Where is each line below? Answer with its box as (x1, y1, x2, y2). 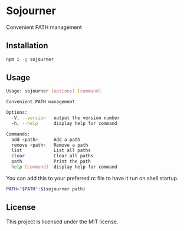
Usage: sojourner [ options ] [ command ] (6, 88, 101, 94)
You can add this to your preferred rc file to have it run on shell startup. (6, 174, 179, 181)
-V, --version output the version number (11, 115, 120, 121)
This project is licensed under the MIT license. (6, 218, 119, 225)
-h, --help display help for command (11, 120, 117, 126)
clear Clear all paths (11, 153, 94, 159)
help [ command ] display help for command (11, 164, 117, 170)
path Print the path (11, 159, 91, 164)
